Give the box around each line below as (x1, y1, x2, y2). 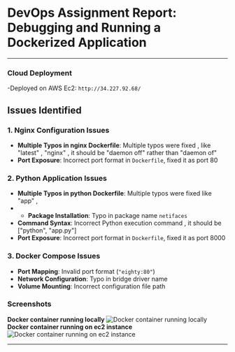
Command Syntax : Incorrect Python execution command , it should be (17, 219, 222, 228)
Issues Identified (7, 104, 82, 116)
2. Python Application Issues (7, 173, 107, 183)
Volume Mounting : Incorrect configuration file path (17, 281, 166, 291)
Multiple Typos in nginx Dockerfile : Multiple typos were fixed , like (17, 141, 211, 149)
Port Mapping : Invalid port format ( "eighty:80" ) (17, 267, 155, 275)
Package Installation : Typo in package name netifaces (27, 212, 187, 220)
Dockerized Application (7, 35, 147, 50)
